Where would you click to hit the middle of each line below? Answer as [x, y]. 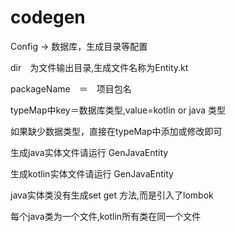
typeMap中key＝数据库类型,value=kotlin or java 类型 [118, 110]
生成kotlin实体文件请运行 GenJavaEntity [92, 173]
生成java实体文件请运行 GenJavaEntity [89, 152]
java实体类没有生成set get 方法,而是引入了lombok [112, 195]
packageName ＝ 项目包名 [71, 88]
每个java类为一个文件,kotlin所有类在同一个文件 [106, 216]
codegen [48, 17]
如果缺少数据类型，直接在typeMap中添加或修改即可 [116, 131]
